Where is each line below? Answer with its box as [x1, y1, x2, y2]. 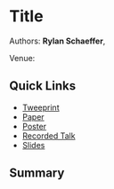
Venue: [9, 52, 36, 63]
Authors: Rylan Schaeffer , [9, 35, 106, 46]
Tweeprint [21, 102, 60, 113]
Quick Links [9, 78, 77, 94]
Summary [9, 166, 65, 181]
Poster [21, 121, 47, 131]
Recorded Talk [21, 130, 76, 141]
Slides [21, 139, 45, 150]
